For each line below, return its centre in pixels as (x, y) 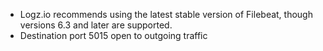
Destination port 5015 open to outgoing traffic (113, 35)
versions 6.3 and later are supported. (96, 25)
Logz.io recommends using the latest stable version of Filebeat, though (166, 14)
